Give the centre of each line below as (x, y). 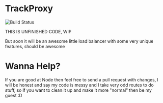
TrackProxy (29, 9)
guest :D (14, 95)
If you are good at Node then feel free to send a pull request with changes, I (82, 79)
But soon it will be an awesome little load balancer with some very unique (79, 41)
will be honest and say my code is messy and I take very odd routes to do (79, 85)
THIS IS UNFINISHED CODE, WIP (38, 31)
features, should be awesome (35, 46)
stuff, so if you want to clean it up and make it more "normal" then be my (79, 90)
